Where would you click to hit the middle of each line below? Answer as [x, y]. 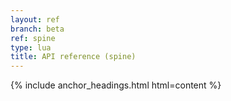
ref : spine [33, 38]
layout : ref [35, 19]
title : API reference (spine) [73, 57]
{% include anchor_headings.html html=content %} [116, 85]
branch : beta [37, 29]
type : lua [31, 47]
